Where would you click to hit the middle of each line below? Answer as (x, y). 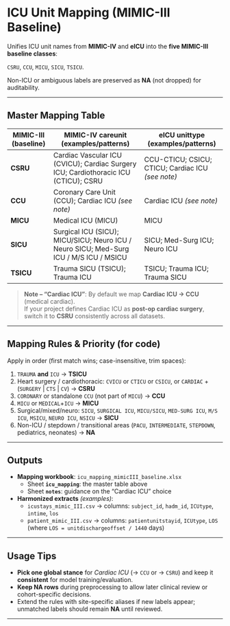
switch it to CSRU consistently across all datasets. (94, 316)
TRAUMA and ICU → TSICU (52, 374)
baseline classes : (33, 54)
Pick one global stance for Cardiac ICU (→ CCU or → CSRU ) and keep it (115, 572)
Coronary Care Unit (85, 192)
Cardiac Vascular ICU (88, 155)
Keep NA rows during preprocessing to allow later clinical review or (112, 587)
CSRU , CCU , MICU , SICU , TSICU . (46, 67)
